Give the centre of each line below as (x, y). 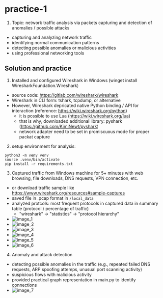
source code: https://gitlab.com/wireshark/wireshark (65, 95)
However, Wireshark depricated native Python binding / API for (75, 105)
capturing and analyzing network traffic (52, 37)
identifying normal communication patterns (55, 42)
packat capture (34, 136)
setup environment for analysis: (44, 146)
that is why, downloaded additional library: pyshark (70, 121)
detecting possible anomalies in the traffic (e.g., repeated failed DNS (81, 264)
